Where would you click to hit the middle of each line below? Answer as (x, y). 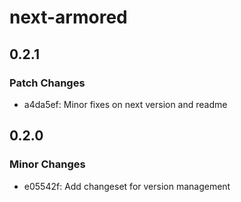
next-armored (68, 17)
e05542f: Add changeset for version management (127, 186)
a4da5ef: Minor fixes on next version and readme (125, 104)
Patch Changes (47, 83)
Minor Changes (47, 164)
